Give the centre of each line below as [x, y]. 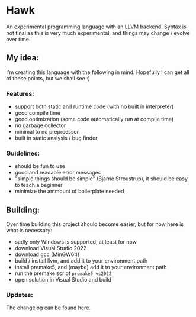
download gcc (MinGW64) [47, 254]
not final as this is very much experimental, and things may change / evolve [98, 33]
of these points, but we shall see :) [48, 78]
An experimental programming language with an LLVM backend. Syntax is [96, 27]
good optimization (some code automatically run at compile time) [94, 119]
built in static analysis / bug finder [56, 138]
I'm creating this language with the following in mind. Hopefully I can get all [98, 72]
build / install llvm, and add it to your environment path [81, 261]
